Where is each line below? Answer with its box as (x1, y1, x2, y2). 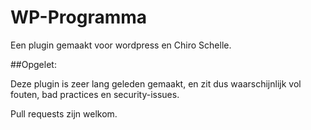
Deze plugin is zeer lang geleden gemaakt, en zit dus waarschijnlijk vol (10, 77, 302, 90)
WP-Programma (10, 6, 148, 29)
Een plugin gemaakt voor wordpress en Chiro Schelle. (10, 39, 232, 51)
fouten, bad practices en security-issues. (10, 88, 180, 100)
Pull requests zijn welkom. (10, 107, 118, 120)
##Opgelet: (10, 58, 57, 70)
